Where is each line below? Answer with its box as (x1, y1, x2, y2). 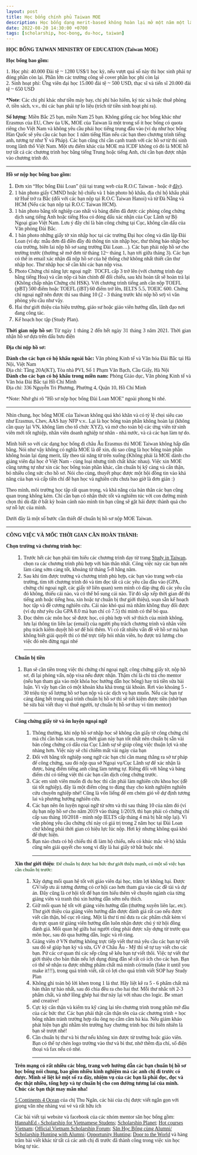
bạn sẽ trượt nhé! (32, 1028, 67, 1034)
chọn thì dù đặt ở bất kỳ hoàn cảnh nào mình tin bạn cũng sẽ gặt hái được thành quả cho (6, 499, 187, 505)
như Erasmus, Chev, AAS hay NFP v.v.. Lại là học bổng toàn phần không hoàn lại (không (6, 418, 190, 424)
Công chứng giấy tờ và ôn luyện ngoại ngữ (14, 718, 107, 725)
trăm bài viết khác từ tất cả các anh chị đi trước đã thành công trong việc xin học (14, 1137, 180, 1144)
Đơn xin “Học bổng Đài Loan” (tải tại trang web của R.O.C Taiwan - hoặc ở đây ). (14, 183, 184, 189)
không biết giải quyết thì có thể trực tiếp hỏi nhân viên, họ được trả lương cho (23, 633, 184, 639)
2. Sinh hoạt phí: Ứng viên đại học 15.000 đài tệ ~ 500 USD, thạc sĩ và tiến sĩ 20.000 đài (6, 80, 191, 87)
